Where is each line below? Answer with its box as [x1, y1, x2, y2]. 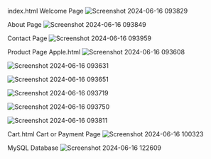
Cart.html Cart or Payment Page [7, 130, 101, 138]
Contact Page [7, 34, 48, 42]
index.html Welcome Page [7, 7, 84, 15]
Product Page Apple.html [7, 48, 81, 56]
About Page [7, 20, 42, 28]
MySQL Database [7, 143, 59, 152]
